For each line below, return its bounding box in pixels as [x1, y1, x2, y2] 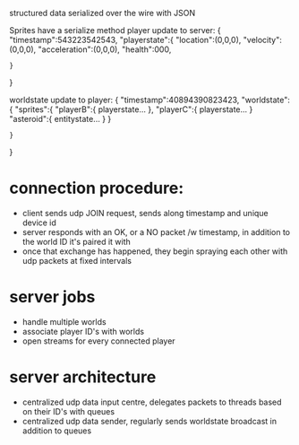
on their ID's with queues [21, 406, 115, 416]
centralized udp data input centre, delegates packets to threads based [21, 397, 282, 407]
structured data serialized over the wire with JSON [9, 8, 196, 18]
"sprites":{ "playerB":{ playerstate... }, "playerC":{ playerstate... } [14, 104, 253, 115]
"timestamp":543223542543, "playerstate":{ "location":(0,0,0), [9, 35, 242, 45]
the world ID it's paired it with [21, 236, 132, 247]
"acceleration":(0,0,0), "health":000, [38, 44, 172, 55]
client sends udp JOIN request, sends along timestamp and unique [21, 207, 269, 218]
